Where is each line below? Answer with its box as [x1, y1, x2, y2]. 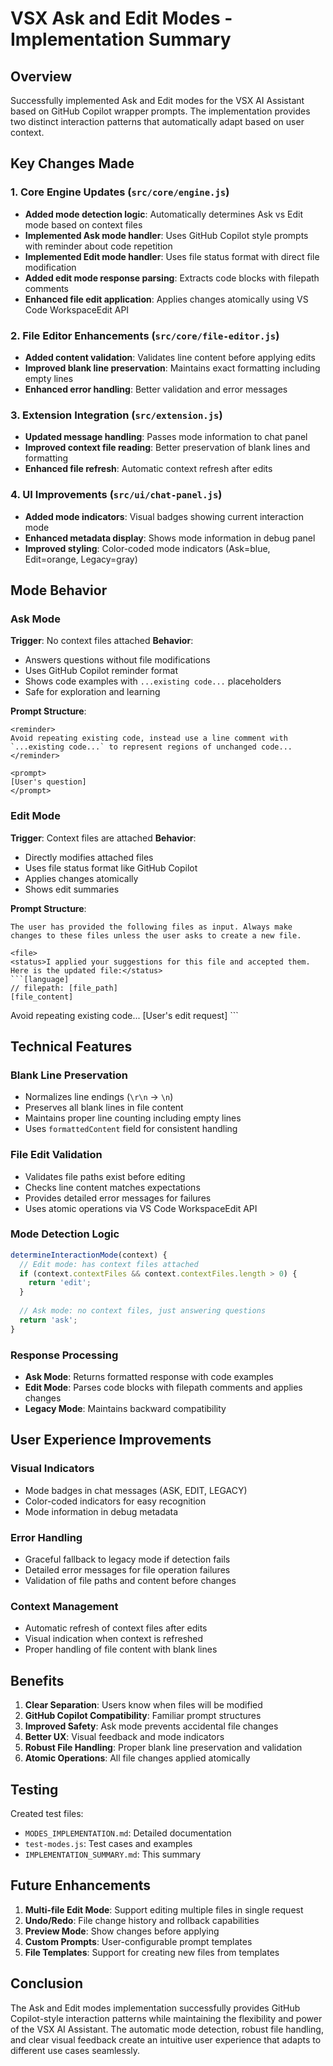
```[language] [10, 974, 70, 984]
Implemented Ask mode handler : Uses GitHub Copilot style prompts [24, 229, 309, 241]
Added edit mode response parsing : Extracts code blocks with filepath [24, 272, 320, 284]
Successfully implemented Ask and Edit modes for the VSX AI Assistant [10, 95, 305, 106]
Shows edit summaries [24, 883, 120, 895]
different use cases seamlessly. [10, 2044, 141, 2056]
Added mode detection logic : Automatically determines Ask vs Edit [24, 208, 303, 220]
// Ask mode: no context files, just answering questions [19, 1306, 267, 1316]
